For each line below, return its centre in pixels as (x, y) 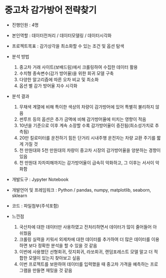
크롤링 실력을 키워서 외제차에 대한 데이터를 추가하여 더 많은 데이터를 (85, 239)
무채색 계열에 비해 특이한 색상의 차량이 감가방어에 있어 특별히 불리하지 (87, 107)
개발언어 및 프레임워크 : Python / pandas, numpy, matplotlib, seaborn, (82, 190)
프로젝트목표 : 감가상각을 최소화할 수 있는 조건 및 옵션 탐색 (68, 46)
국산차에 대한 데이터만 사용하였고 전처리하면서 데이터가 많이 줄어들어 (85, 227)
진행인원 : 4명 (25, 25)
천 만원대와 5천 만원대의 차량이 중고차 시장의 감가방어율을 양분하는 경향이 (90, 150)
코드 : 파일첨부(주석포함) (35, 206)
